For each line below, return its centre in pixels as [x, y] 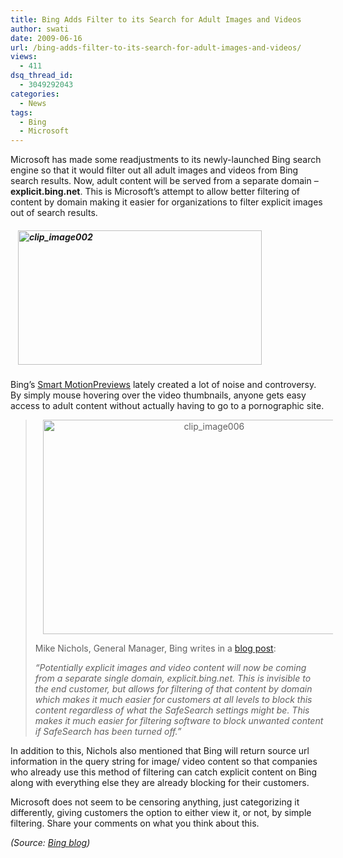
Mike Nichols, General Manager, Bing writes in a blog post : [155, 648]
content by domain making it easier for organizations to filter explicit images [166, 202]
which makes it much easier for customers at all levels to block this [173, 700]
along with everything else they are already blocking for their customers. [160, 783]
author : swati [40, 29]
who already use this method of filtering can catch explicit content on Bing [164, 772]
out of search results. [54, 213]
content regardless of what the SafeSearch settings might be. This [172, 710]
